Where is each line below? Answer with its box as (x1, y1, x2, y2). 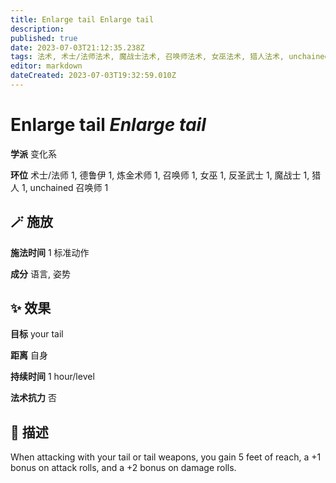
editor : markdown (10, 61, 83, 71)
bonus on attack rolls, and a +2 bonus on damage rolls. (10, 462, 237, 474)
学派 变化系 (10, 147, 57, 160)
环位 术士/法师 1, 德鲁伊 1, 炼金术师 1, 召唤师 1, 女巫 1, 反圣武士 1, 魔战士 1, (10, 169, 310, 181)
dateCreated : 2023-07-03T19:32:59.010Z (10, 71, 177, 81)
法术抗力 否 (10, 392, 57, 404)
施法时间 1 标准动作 (10, 246, 90, 258)
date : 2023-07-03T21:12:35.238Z (10, 42, 145, 53)
